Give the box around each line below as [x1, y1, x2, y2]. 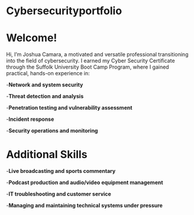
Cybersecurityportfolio [6, 4, 122, 18]
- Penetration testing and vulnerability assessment [6, 104, 132, 111]
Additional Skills [6, 148, 88, 161]
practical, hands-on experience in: [6, 70, 90, 77]
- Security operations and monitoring [6, 127, 98, 134]
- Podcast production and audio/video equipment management [6, 179, 164, 186]
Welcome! [6, 31, 57, 45]
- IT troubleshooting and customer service [6, 191, 111, 198]
